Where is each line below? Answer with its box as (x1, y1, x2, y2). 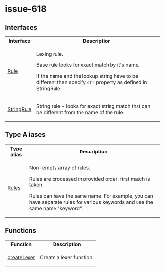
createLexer (7, 254, 35, 261)
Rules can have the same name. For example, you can (29, 192, 154, 199)
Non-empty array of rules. (29, 164, 91, 171)
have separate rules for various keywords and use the (29, 198, 153, 205)
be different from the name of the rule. (36, 109, 125, 116)
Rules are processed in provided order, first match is (29, 175, 150, 182)
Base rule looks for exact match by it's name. (36, 61, 140, 68)
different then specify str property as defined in (36, 79, 147, 86)
